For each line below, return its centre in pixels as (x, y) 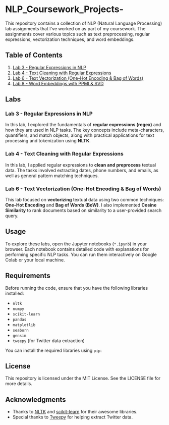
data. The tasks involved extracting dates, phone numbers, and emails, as (82, 170)
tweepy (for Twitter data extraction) (48, 340)
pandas (19, 320)
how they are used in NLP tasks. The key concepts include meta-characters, (85, 130)
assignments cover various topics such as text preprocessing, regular (78, 34)
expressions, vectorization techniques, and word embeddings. (70, 39)
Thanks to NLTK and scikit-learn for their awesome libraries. (75, 412)
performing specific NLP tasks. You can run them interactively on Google (81, 254)
